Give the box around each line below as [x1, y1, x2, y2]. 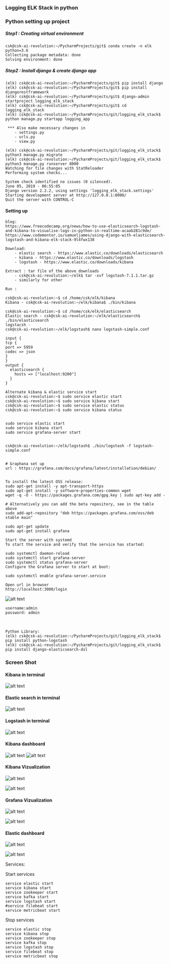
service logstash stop [5, 945, 54, 950]
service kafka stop [5, 940, 47, 946]
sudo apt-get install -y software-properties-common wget [5, 488, 131, 493]
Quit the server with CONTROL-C [5, 197, 74, 202]
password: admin [5, 610, 40, 615]
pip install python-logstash [5, 638, 67, 643]
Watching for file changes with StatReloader [5, 165, 104, 171]
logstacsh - [5, 322, 31, 327]
